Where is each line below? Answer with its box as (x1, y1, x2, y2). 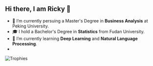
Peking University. (12, 23, 49, 29)
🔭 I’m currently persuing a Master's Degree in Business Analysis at (12, 18, 148, 23)
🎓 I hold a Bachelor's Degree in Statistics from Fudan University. (12, 28, 145, 34)
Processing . (12, 41, 38, 46)
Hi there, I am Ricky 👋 (5, 5, 71, 13)
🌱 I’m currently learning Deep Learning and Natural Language (12, 35, 138, 42)
